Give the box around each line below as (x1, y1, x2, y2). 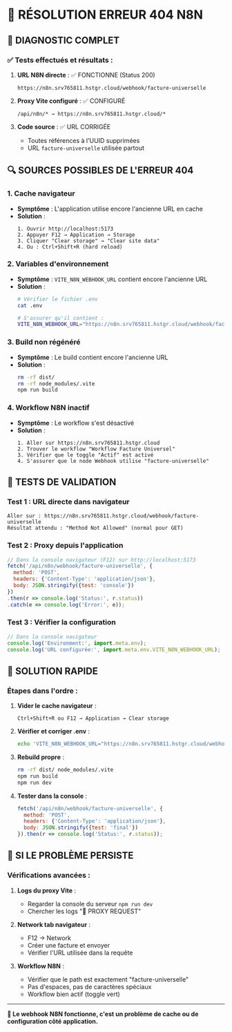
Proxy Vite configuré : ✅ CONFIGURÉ (17, 97, 126, 105)
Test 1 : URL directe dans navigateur (7, 497, 130, 506)
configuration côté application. (7, 1017, 98, 1025)
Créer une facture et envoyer (27, 941, 110, 949)
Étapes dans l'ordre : (7, 686, 78, 696)
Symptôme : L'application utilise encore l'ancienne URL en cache (17, 204, 204, 213)
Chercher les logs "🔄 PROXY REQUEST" (27, 907, 142, 915)
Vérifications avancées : (7, 870, 91, 880)
